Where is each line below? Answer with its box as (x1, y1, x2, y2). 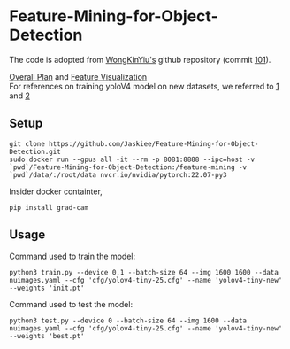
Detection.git (9, 147, 62, 156)
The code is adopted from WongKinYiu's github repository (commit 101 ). (9, 54, 271, 65)
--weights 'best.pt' (9, 331, 86, 340)
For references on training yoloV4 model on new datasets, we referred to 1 (9, 81, 280, 91)
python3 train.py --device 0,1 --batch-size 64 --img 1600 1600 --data (9, 268, 279, 276)
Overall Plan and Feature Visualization (9, 71, 148, 81)
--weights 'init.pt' (9, 283, 86, 292)
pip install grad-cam (9, 203, 89, 212)
